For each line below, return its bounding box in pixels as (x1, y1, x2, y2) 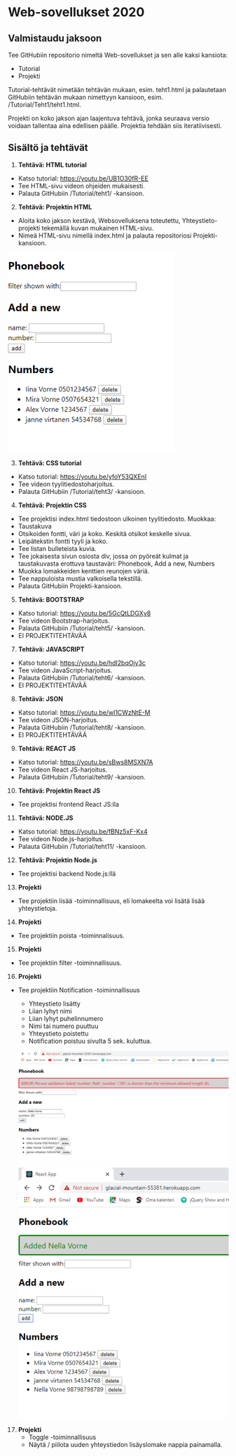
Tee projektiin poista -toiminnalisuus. (18, 931, 125, 940)
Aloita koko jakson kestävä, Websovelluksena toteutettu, (18, 216, 181, 225)
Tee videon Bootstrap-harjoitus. (18, 616, 111, 625)
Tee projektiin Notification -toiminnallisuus (18, 985, 141, 994)
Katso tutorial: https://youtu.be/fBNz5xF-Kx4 (18, 827, 148, 836)
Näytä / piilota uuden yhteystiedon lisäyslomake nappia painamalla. (28, 1441, 223, 1449)
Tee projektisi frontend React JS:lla (18, 800, 120, 808)
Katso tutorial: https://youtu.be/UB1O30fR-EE (18, 174, 149, 183)
